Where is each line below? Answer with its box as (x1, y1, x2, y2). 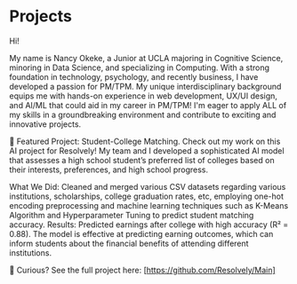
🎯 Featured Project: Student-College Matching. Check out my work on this (9, 136, 281, 146)
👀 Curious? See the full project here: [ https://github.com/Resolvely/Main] (9, 264, 276, 275)
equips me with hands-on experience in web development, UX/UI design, (9, 91, 278, 101)
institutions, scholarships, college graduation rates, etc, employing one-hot (9, 191, 285, 201)
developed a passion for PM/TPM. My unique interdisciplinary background (9, 81, 282, 91)
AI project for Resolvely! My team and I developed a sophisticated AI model (9, 145, 285, 156)
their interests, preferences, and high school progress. (9, 164, 209, 175)
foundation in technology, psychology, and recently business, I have (9, 71, 259, 82)
